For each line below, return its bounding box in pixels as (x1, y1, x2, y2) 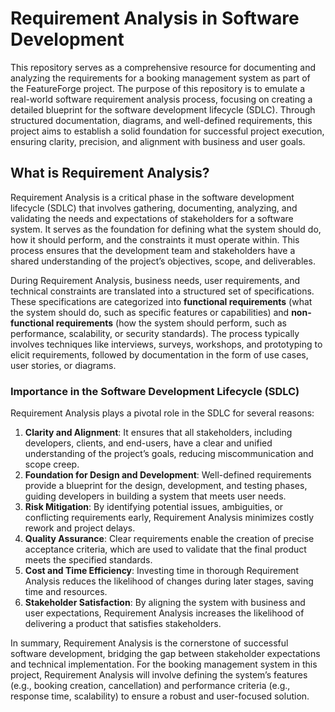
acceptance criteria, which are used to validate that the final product (24, 543, 307, 556)
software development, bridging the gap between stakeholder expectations (10, 648, 321, 660)
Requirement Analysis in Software (10, 7, 300, 30)
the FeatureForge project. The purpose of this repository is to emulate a (10, 82, 306, 94)
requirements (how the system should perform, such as (55, 317, 287, 329)
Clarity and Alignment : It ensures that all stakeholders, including (24, 427, 293, 439)
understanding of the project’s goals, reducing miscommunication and (24, 448, 314, 460)
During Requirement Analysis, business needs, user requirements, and (10, 274, 301, 286)
